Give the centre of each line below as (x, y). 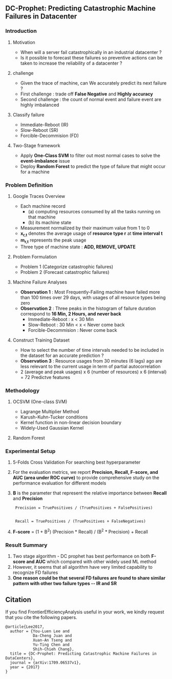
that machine (42, 217)
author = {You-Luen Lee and (40, 631)
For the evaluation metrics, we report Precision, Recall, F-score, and (85, 472)
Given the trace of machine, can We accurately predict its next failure (93, 83)
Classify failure (28, 114)
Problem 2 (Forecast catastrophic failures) (65, 272)
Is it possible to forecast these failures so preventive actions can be (91, 57)
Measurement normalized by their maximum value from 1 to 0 (85, 228)
